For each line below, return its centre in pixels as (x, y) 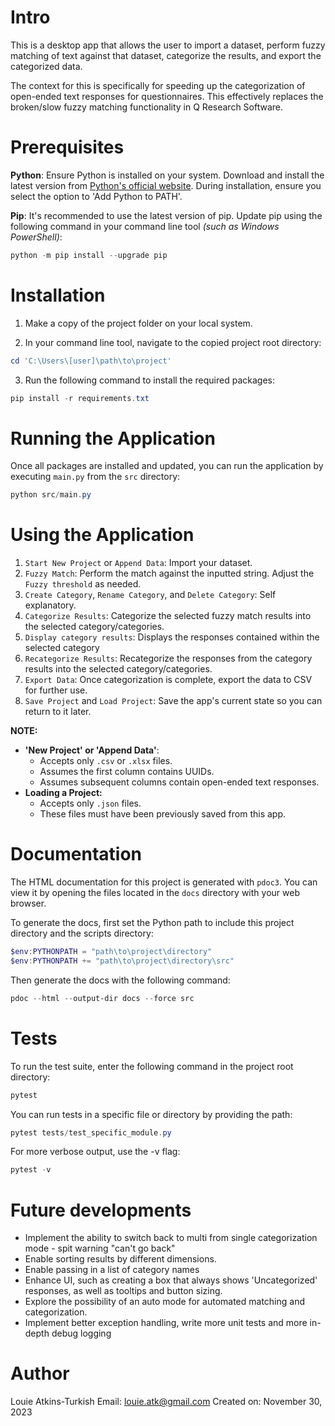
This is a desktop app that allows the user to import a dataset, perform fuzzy (168, 45)
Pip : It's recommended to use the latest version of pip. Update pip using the (166, 215)
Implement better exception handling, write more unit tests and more (166, 1323)
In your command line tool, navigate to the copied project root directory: (173, 342)
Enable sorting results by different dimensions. (120, 1259)
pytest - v (31, 1170)
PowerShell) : (36, 237)
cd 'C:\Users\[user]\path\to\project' (91, 361)
